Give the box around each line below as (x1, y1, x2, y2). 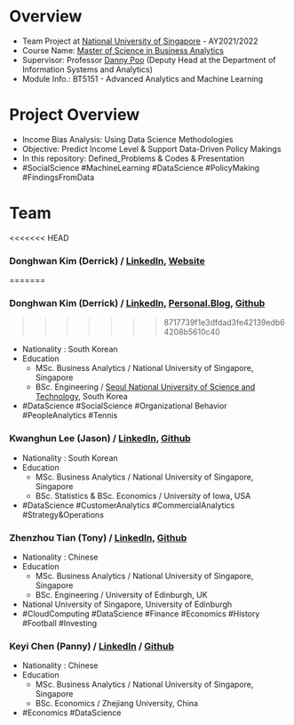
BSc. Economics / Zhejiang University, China (35, 698, 198, 709)
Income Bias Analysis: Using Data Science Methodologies (21, 133, 234, 144)
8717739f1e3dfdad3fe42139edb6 (163, 318, 286, 328)
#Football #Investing (21, 618, 98, 628)
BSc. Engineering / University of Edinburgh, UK (35, 590, 208, 600)
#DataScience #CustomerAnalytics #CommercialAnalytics (21, 500, 235, 511)
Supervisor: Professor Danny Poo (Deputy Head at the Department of (21, 54, 276, 65)
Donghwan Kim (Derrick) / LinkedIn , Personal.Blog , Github (9, 297, 266, 310)
